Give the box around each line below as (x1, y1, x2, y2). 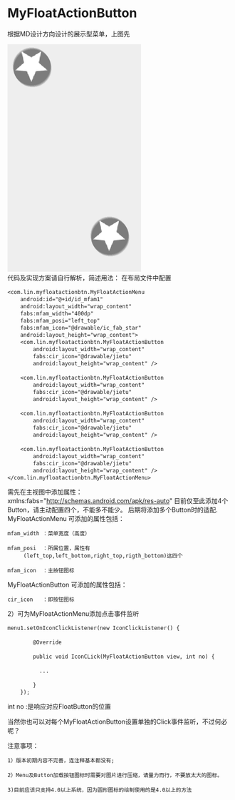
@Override (33, 639, 62, 646)
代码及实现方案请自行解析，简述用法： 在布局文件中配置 (7, 273, 172, 282)
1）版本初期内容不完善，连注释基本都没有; (7, 756, 115, 764)
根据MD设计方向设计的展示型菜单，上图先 (7, 29, 130, 38)
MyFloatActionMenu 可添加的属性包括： (7, 514, 125, 522)
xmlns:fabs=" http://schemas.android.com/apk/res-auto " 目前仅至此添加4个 (7, 496, 229, 505)
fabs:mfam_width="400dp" (20, 310, 94, 317)
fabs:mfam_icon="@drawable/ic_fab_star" (20, 324, 142, 331)
